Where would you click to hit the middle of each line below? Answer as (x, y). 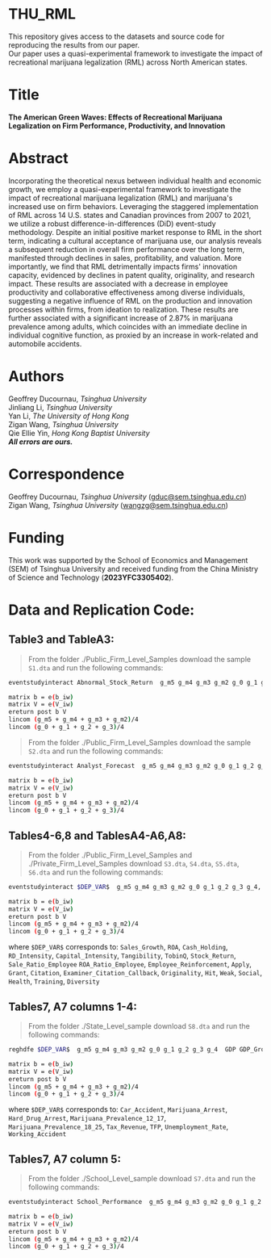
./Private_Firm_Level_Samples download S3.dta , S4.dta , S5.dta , (133, 863)
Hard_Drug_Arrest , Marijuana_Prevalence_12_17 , (88, 1118)
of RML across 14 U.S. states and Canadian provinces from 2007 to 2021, (130, 215)
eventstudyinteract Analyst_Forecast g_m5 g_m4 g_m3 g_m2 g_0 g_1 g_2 (131, 765)
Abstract (38, 159)
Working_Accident (38, 1134)
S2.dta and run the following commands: (96, 751)
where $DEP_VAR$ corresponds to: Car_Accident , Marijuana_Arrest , (118, 1109)
